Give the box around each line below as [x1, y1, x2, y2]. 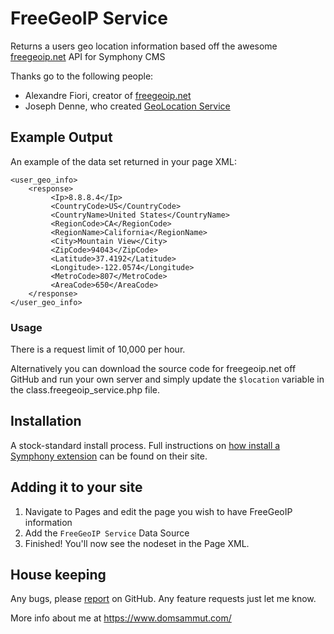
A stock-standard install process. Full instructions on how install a [10, 439, 281, 451]
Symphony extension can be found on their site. [10, 450, 208, 462]
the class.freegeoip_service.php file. [10, 384, 161, 396]
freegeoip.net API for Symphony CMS [10, 50, 166, 62]
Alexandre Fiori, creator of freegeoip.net [24, 89, 192, 101]
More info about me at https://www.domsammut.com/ [10, 612, 232, 624]
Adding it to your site [10, 479, 143, 496]
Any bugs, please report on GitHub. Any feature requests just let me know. [10, 593, 317, 605]
